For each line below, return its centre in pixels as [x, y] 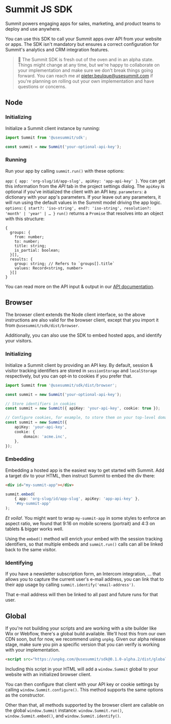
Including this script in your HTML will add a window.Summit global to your [82, 669]
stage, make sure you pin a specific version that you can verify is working [82, 645]
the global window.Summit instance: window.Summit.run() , [64, 710]
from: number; [29, 237]
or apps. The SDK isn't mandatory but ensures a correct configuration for [82, 44]
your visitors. [19, 341]
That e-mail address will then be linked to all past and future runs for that [82, 595]
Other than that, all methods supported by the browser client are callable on [85, 705]
